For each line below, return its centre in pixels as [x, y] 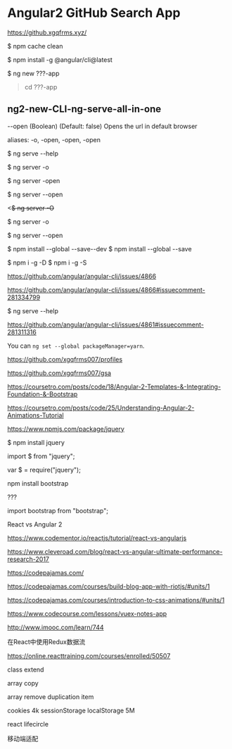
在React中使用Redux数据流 [46, 641]
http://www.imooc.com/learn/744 [56, 627]
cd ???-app [41, 87]
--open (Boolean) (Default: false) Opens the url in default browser [103, 126]
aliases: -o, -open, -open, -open [54, 139]
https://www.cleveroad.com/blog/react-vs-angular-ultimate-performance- [115, 551]
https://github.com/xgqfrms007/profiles [65, 359]
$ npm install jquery [36, 442]
